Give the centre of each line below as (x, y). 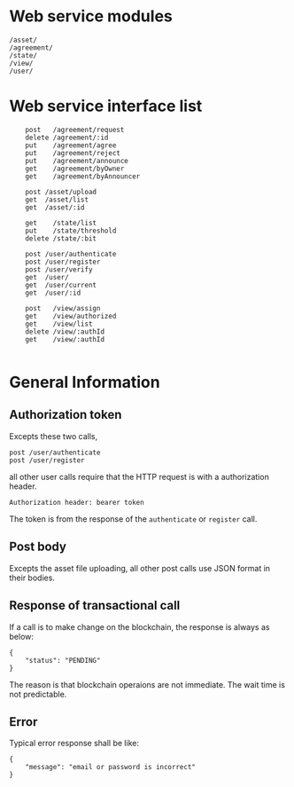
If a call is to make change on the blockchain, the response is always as (139, 626)
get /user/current (61, 285)
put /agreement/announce (77, 161)
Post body (38, 547)
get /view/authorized (71, 316)
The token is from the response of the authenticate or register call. (133, 519)
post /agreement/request (75, 130)
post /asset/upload (61, 192)
